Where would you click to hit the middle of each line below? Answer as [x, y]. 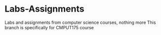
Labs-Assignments [44, 9]
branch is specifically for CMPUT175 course [49, 27]
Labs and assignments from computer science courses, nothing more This [80, 22]
